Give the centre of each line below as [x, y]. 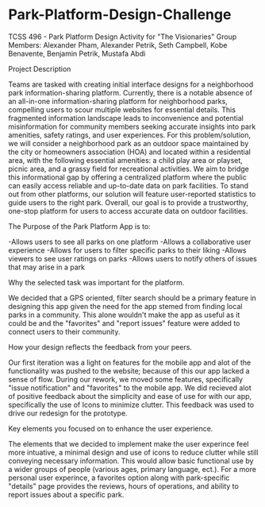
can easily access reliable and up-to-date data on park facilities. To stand [128, 185]
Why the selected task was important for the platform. [96, 282]
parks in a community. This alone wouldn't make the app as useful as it [124, 315]
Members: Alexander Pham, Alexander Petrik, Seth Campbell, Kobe [118, 45]
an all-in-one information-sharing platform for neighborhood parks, [118, 101]
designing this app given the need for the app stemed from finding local [125, 306]
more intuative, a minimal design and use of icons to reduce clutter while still [133, 452]
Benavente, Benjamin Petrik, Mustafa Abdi [77, 53]
